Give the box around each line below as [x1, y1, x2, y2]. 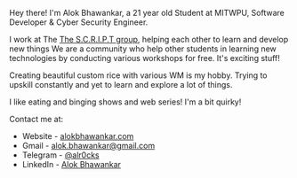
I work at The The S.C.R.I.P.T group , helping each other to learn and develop [9, 35, 289, 44]
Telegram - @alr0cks [21, 150, 100, 160]
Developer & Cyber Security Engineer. [9, 17, 148, 27]
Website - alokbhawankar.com [21, 131, 134, 141]
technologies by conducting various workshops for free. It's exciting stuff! [9, 53, 280, 63]
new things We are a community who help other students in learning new [9, 43, 277, 54]
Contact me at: [9, 114, 64, 124]
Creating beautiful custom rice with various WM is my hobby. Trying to [9, 70, 269, 81]
